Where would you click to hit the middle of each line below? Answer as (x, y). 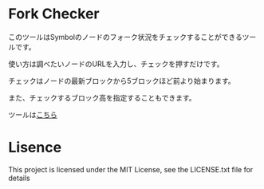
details (19, 178)
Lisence (35, 148)
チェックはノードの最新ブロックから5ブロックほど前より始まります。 (122, 81)
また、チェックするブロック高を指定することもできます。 (102, 97)
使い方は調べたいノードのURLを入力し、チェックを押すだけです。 (116, 64)
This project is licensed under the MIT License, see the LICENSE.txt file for (131, 169)
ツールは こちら (33, 114)
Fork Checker (54, 14)
